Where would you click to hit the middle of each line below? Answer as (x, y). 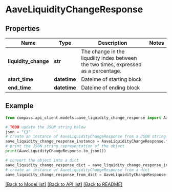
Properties (23, 29)
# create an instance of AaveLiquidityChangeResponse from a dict (78, 170)
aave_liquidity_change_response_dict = (48, 165)
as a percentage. (101, 71)
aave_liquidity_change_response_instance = (52, 142)
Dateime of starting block (112, 79)
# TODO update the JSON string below (46, 127)
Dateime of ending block (111, 88)
